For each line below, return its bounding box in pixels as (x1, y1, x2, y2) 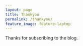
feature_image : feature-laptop (5, 21, 71, 26)
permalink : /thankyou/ (5, 16, 53, 21)
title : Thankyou (5, 12, 39, 17)
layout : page (5, 7, 33, 12)
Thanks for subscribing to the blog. (5, 35, 78, 41)
